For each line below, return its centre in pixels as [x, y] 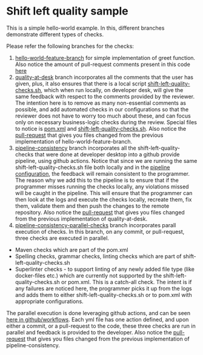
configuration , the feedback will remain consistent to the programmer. [102, 173]
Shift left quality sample [67, 11]
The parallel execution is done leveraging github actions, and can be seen [98, 313]
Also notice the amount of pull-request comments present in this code [103, 64]
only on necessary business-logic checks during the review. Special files [106, 122]
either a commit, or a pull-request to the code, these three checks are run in [101, 326]
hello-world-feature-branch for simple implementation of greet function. [105, 58]
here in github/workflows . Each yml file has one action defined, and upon [98, 319]
